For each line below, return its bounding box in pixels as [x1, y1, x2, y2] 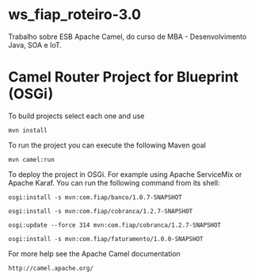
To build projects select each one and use [8, 111, 145, 121]
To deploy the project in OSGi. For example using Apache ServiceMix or [8, 169, 242, 179]
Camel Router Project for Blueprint [8, 68, 239, 86]
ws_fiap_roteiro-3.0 [8, 6, 141, 24]
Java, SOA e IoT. [8, 40, 62, 49]
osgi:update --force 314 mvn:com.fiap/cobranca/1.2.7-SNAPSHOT [8, 221, 222, 229]
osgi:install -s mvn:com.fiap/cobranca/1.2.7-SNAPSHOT [8, 207, 193, 215]
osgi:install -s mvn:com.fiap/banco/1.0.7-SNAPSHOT [8, 193, 182, 201]
